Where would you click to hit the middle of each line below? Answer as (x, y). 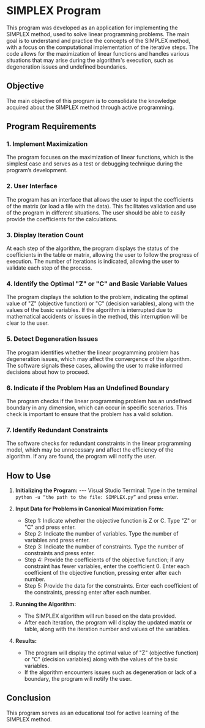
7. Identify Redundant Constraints (57, 430)
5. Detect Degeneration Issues (52, 339)
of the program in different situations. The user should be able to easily (96, 213)
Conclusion (29, 698)
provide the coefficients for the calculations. (62, 219)
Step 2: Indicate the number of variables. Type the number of (101, 534)
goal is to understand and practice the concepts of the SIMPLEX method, (99, 40)
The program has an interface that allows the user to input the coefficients (100, 199)
